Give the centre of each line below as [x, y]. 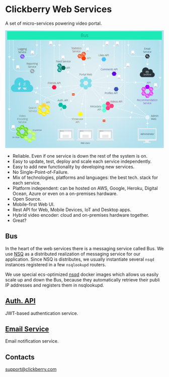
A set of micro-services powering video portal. [54, 23]
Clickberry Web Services [59, 9]
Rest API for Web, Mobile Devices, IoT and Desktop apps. [72, 210]
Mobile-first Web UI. [33, 204]
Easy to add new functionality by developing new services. [73, 167]
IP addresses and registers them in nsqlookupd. [55, 285]
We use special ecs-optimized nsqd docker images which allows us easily [82, 274]
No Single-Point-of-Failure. [40, 172]
